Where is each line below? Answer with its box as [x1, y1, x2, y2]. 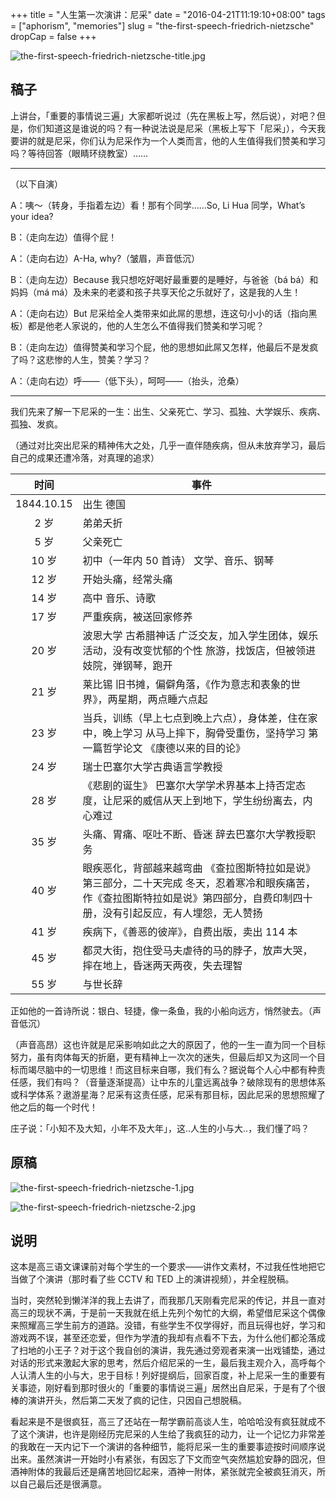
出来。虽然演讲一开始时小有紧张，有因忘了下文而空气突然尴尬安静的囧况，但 [10, 1453, 326, 1465]
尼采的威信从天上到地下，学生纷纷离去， [112, 793, 303, 807]
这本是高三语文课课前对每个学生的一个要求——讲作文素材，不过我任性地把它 [10, 1261, 326, 1273]
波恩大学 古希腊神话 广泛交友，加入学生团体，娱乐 [82, 628, 319, 642]
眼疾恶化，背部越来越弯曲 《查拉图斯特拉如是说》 [82, 861, 316, 875]
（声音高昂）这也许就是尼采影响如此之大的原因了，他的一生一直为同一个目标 [10, 1038, 326, 1050]
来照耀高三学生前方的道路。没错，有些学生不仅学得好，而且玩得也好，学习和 [10, 1319, 326, 1332]
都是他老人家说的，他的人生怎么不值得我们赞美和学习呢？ [27, 319, 265, 332]
